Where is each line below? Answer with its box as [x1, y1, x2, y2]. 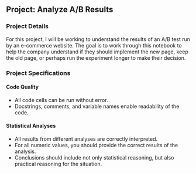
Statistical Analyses [6, 123, 56, 130]
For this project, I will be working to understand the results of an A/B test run [6, 35, 191, 43]
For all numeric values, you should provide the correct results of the [14, 142, 178, 149]
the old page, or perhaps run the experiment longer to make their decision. [6, 54, 186, 61]
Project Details [6, 22, 49, 30]
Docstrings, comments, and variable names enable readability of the [14, 103, 180, 110]
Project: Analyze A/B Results [6, 5, 114, 15]
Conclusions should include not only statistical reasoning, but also [14, 154, 174, 161]
